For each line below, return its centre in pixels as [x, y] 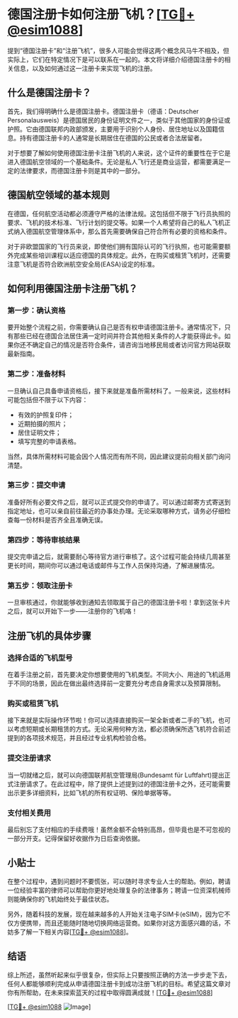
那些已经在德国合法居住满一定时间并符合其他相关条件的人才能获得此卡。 [119, 336]
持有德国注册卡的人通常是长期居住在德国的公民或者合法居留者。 [113, 138]
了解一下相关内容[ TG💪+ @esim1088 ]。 [76, 932]
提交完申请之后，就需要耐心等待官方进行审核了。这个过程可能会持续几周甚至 [119, 556]
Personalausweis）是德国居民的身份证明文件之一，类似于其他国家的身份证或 [119, 120]
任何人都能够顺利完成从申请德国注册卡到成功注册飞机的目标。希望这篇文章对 [119, 983]
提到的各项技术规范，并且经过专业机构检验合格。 [79, 738]
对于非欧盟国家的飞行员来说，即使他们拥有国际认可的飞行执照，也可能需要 [116, 246]
